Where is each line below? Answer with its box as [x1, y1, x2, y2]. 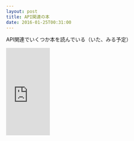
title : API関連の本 [6, 14, 50, 20]
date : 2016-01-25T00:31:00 [6, 19, 72, 25]
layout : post [6, 8, 38, 15]
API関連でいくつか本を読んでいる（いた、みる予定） [6, 36, 132, 43]
